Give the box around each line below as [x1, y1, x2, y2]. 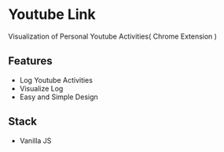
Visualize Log [19, 83, 64, 93]
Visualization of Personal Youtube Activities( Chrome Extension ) [8, 32, 218, 41]
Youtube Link [8, 6, 96, 24]
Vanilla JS [19, 135, 52, 145]
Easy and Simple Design [19, 92, 98, 102]
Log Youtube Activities [19, 75, 93, 84]
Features [8, 54, 53, 68]
